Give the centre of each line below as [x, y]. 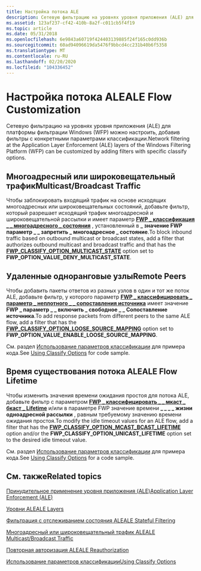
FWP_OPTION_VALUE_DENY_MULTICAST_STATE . [69, 257]
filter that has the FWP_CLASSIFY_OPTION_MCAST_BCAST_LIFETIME [94, 427]
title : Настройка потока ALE [42, 12]
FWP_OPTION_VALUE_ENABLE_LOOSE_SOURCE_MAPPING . [82, 334]
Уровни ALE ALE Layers [35, 509]
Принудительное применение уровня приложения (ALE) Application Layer [100, 491]
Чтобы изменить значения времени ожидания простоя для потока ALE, [98, 395]
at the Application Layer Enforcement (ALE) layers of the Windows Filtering [98, 145]
